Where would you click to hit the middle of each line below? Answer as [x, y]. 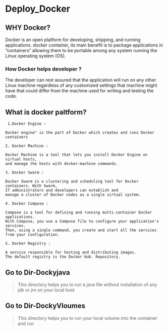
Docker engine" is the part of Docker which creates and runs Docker [80, 133]
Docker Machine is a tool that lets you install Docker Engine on [76, 155]
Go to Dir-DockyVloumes [45, 306]
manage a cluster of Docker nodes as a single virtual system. [73, 195]
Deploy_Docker [38, 9]
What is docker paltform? [46, 112]
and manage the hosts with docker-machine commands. [62, 164]
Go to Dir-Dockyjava [38, 272]
